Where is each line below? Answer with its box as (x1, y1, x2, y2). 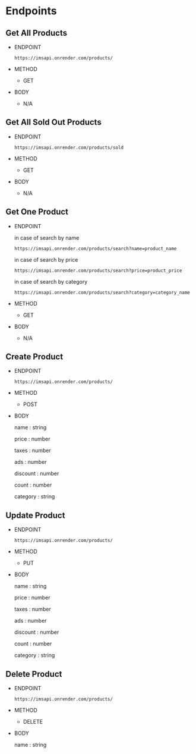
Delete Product (5, 669, 62, 679)
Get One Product (5, 207, 69, 217)
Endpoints (5, 4, 57, 18)
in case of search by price (14, 256, 78, 263)
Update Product (5, 510, 65, 520)
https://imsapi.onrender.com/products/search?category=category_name (14, 290, 191, 296)
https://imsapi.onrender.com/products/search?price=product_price (14, 268, 182, 274)
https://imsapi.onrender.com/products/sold (14, 144, 124, 150)
